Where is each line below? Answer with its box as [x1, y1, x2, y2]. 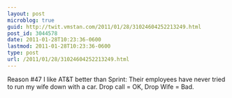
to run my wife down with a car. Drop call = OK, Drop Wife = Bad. [7, 82, 194, 91]
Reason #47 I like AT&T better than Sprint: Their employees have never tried [7, 75, 226, 83]
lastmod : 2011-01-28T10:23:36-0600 [7, 43, 111, 50]
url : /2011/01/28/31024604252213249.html [7, 56, 130, 63]
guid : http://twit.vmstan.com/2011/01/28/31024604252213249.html [7, 23, 201, 30]
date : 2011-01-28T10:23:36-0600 [7, 36, 101, 43]
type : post [7, 50, 39, 57]
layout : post [7, 10, 45, 17]
